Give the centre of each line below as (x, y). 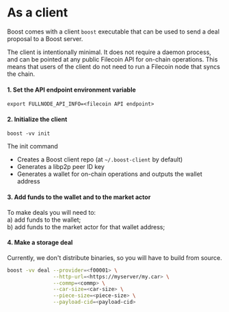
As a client (38, 13)
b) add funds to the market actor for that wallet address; (86, 226)
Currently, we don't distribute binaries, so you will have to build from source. (114, 257)
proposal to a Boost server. (45, 38)
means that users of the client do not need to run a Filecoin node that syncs (114, 66)
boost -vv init (29, 134)
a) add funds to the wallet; (44, 220)
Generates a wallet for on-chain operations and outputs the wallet (110, 174)
